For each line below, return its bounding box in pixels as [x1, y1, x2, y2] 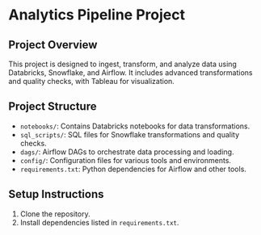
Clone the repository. [19, 208, 91, 219]
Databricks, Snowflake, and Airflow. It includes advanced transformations [8, 68, 253, 78]
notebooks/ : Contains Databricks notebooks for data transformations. [19, 121, 250, 131]
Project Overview [8, 38, 98, 52]
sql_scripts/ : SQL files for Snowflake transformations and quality [19, 129, 240, 139]
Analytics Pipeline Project [8, 6, 186, 24]
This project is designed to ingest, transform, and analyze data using [8, 59, 237, 69]
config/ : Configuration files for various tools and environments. [19, 155, 232, 165]
